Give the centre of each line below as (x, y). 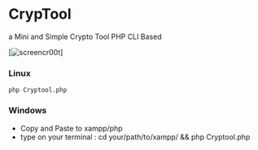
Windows (28, 110)
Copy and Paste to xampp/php (72, 128)
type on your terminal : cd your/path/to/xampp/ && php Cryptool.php (135, 137)
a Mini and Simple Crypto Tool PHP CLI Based (85, 36)
